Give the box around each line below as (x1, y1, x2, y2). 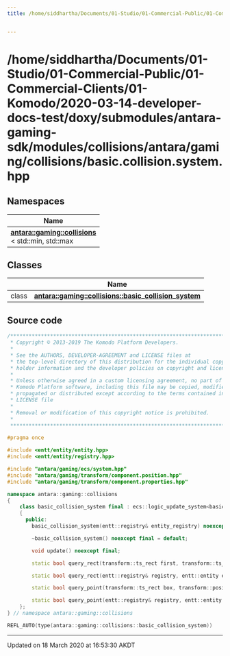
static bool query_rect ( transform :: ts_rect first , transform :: (31, 560, 216, 567)
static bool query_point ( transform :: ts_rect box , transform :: (31, 585, 213, 591)
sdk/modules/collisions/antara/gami (7, 139, 220, 154)
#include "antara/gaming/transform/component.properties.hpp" (7, 478, 188, 485)
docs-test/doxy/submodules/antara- (7, 110, 222, 126)
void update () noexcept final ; (31, 547, 121, 554)
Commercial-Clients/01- (7, 80, 149, 96)
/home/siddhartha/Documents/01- (7, 51, 209, 67)
